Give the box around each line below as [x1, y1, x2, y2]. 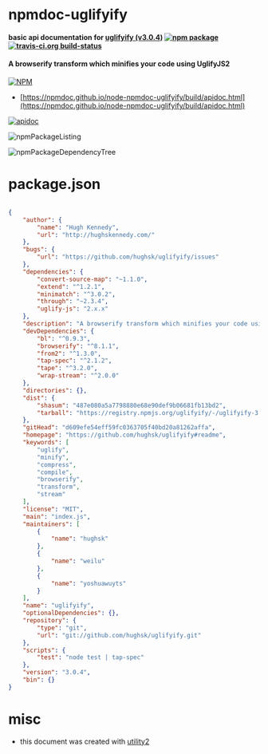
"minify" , [37, 453, 69, 461]
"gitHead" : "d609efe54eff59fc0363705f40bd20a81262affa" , [22, 424, 216, 432]
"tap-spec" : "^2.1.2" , [37, 357, 112, 365]
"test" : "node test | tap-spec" [37, 653, 145, 661]
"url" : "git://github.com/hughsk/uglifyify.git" [37, 631, 202, 639]
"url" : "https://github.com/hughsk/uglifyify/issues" [37, 253, 219, 261]
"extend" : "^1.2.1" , [37, 282, 105, 290]
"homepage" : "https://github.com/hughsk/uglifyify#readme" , [22, 431, 227, 440]
